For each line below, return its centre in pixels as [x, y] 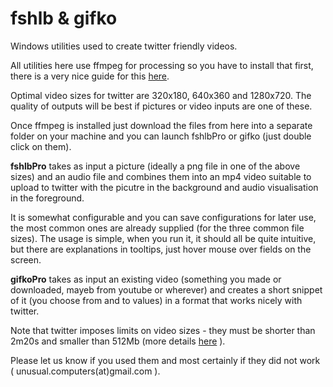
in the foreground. [47, 198]
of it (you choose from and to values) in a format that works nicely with [156, 300]
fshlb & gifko [64, 18]
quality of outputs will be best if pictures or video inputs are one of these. [161, 106]
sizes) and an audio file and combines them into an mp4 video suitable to [161, 176]
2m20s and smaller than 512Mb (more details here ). [118, 341]
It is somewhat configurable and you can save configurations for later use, [163, 217]
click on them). [41, 146]
